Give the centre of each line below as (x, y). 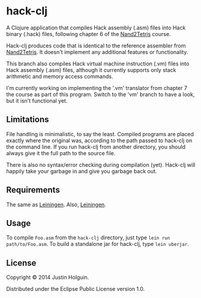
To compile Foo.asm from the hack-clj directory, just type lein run (88, 237)
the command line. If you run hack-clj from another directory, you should (96, 147)
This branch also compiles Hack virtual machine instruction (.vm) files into (98, 64)
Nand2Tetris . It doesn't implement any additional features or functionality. (97, 52)
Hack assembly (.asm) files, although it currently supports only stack (91, 70)
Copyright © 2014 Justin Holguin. (48, 278)
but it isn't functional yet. (37, 101)
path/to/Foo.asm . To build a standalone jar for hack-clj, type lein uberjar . (97, 244)
